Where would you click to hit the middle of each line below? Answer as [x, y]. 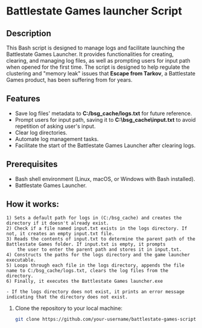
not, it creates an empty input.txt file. [60, 234]
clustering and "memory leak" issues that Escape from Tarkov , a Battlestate [101, 73]
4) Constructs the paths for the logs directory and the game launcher [98, 255]
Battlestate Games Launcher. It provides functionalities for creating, [90, 54]
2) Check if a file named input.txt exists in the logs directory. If [97, 229]
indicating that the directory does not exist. [67, 297]
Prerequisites [32, 164]
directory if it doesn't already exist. [58, 223]
